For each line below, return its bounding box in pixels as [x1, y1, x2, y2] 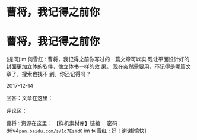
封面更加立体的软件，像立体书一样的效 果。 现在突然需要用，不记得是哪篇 [6, 63, 186, 70]
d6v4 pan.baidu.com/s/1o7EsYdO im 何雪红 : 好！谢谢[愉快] [6, 127, 147, 134]
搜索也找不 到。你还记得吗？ [21, 71, 91, 78]
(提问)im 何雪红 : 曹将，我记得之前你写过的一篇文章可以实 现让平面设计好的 [6, 56, 190, 63]
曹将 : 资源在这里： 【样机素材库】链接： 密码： [6, 120, 123, 127]
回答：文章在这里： [6, 94, 53, 101]
